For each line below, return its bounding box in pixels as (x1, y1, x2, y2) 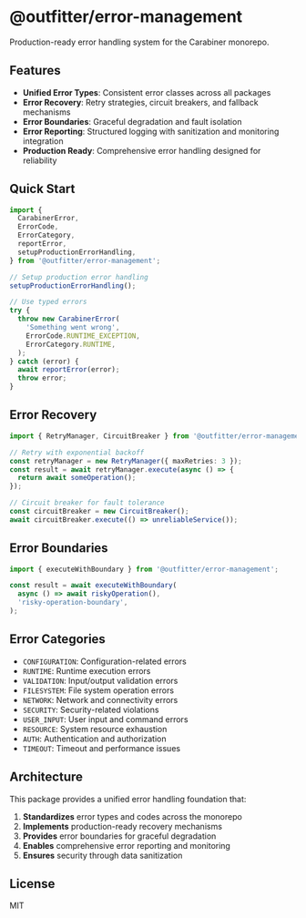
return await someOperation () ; (17, 474, 137, 483)
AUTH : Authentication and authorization (22, 733, 167, 744)
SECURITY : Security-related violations (22, 704, 159, 715)
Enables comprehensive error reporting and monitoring (22, 840, 230, 851)
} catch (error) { (9, 357, 79, 366)
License (9, 876, 56, 892)
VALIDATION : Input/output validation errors (22, 675, 178, 686)
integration (22, 135, 64, 147)
